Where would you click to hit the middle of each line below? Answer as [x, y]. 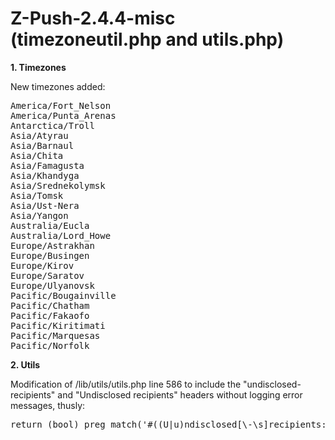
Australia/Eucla [50, 225]
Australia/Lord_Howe [61, 235]
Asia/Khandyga [45, 175]
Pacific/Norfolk [50, 345]
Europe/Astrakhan [52, 245]
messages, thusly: [48, 405]
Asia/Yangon [39, 215]
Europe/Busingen [50, 255]
